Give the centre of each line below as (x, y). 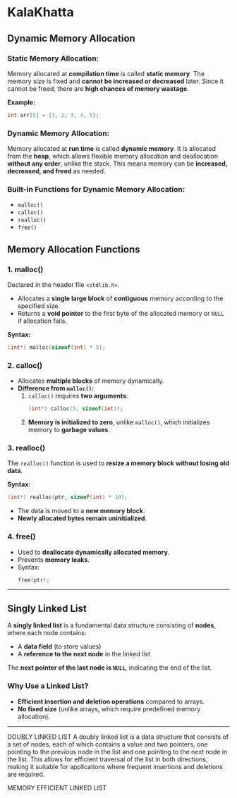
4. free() (22, 536)
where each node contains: (47, 633)
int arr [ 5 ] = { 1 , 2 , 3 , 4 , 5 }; (53, 115)
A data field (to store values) (59, 646)
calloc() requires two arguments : (78, 396)
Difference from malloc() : (56, 388)
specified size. (39, 306)
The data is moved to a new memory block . (81, 511)
